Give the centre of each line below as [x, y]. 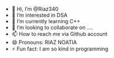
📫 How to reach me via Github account [59, 34]
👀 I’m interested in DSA [39, 15]
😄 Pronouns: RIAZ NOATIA [44, 42]
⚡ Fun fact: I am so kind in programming [60, 49]
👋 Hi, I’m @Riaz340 [35, 9]
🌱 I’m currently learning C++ [46, 21]
